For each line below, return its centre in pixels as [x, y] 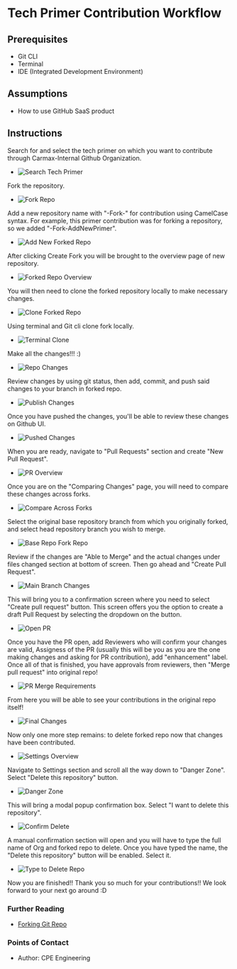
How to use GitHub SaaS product [66, 111]
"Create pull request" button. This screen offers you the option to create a [115, 606]
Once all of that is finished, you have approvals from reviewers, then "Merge [119, 664]
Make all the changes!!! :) [44, 353]
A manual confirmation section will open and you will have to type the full [114, 840]
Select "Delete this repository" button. [63, 777]
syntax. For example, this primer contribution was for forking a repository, [115, 220]
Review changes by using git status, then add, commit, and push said [109, 381]
